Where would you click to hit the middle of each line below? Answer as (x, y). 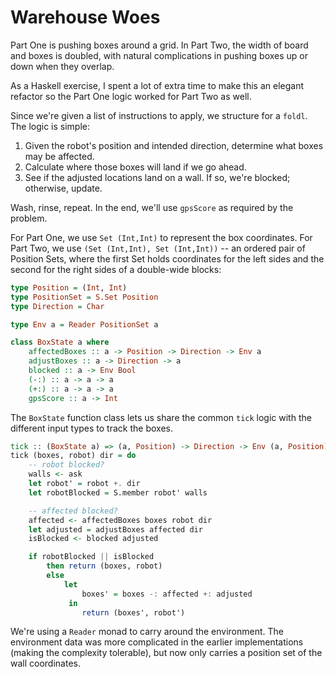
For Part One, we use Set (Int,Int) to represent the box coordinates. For (161, 237)
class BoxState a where (60, 342)
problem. (29, 218)
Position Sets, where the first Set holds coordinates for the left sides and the (167, 258)
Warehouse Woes (85, 17)
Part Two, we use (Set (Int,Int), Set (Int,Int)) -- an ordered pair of (158, 248)
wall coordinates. (45, 663)
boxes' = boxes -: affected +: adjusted (167, 594)
